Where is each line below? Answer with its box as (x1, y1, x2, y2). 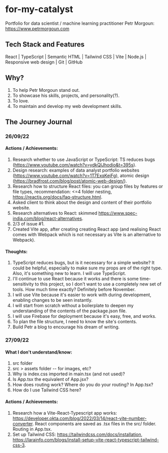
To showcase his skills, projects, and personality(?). (12, 92, 120, 98)
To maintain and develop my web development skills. (12, 103, 122, 109)
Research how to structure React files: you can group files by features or (12, 183, 163, 190)
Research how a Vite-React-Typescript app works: (12, 410, 117, 416)
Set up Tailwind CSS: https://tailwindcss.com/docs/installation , (12, 431, 143, 437)
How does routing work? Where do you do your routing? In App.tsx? (12, 382, 153, 388)
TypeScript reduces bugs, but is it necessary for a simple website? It (12, 260, 155, 266)
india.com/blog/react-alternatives (12, 215, 82, 221)
